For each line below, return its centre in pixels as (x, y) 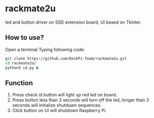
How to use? (25, 38)
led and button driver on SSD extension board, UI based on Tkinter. (73, 22)
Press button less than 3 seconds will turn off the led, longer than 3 (80, 100)
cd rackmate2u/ (21, 63)
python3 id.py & (22, 68)
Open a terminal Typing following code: (45, 49)
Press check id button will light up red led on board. (65, 95)
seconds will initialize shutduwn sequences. (57, 105)
